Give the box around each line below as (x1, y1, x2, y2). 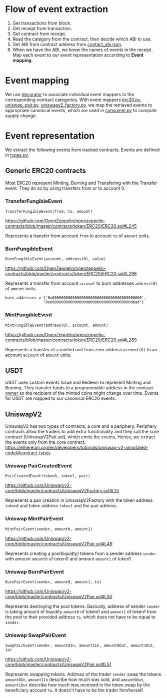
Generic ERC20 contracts (5, 167, 86, 175)
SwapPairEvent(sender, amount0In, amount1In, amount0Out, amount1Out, (5, 643, 155, 648)
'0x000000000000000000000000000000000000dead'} (43, 300, 144, 305)
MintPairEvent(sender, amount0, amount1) (5, 526, 93, 531)
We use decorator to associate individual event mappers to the (5, 91, 134, 97)
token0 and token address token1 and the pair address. (5, 503, 118, 509)
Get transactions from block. (12, 20, 71, 26)
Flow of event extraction (5, 4, 108, 15)
